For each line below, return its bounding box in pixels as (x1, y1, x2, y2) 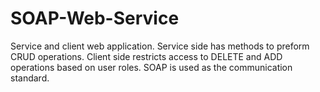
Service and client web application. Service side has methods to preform (10, 40, 310, 52)
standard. (10, 72, 50, 84)
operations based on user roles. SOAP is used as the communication (10, 61, 293, 73)
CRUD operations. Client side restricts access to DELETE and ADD (10, 50, 283, 62)
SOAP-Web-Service (10, 7, 180, 30)
